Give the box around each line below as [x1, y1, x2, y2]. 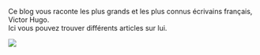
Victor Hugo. [8, 15, 50, 24]
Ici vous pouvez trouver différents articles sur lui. [8, 24, 168, 32]
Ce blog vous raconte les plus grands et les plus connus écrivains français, [8, 7, 253, 16]
